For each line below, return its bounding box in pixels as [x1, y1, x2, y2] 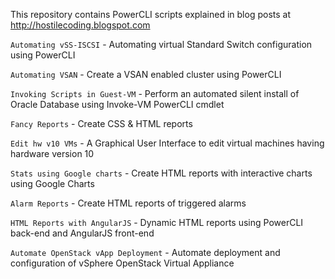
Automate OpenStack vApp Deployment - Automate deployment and [10, 247, 281, 258]
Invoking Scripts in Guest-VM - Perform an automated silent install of [10, 88, 300, 99]
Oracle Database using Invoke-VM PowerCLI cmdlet [10, 99, 225, 110]
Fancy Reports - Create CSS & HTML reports [10, 118, 193, 129]
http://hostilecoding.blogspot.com [10, 19, 151, 31]
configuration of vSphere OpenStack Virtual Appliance [10, 257, 235, 269]
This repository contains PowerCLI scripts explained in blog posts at [10, 9, 291, 20]
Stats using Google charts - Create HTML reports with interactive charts [10, 167, 313, 179]
